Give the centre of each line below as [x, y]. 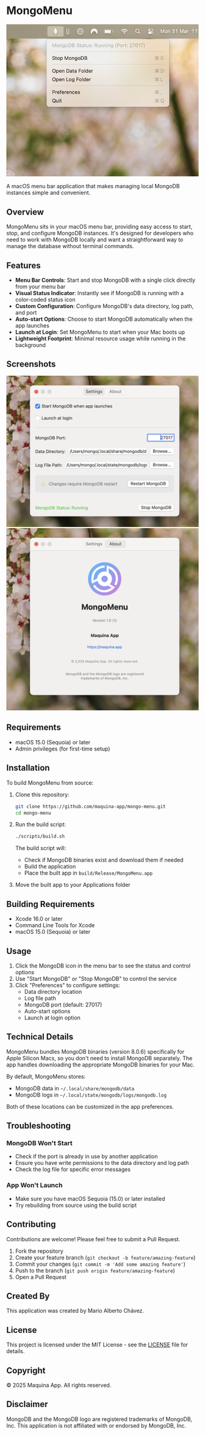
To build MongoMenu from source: [50, 782]
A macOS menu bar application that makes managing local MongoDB [93, 186]
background [30, 345]
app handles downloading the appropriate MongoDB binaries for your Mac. [101, 1065]
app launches [32, 326]
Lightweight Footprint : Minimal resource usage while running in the [100, 339]
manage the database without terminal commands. [70, 246]
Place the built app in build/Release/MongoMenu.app [88, 873]
